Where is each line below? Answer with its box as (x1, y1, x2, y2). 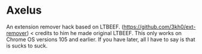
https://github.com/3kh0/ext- (123, 23, 196, 30)
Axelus (6, 4, 42, 17)
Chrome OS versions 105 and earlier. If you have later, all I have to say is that (6, 36, 195, 43)
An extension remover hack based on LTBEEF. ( (6, 23, 124, 30)
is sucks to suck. (6, 42, 48, 49)
